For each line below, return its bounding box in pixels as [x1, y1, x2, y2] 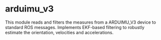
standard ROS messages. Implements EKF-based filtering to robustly [5, 24, 145, 30]
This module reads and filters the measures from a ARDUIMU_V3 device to [5, 19, 156, 25]
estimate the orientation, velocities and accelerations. [5, 29, 114, 35]
